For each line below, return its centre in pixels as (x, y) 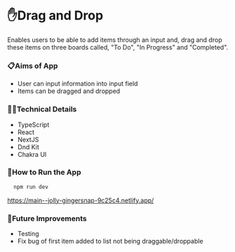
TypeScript (33, 125)
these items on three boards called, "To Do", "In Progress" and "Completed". (118, 47)
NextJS (28, 139)
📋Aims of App (33, 66)
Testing (28, 233)
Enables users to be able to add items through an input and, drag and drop (115, 40)
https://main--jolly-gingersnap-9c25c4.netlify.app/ (81, 200)
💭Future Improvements (47, 218)
